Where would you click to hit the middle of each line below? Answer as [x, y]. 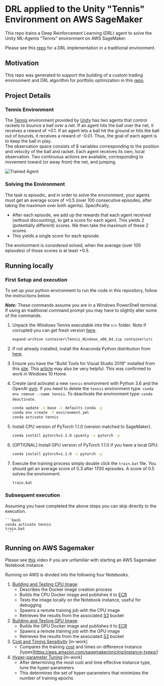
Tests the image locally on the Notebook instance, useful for [80, 600]
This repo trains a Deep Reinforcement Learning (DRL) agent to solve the [79, 33]
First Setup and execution [36, 280]
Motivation [22, 63]
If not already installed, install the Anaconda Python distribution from [81, 349]
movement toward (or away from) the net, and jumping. [61, 162]
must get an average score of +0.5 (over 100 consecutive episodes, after [79, 200]
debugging [30, 605]
